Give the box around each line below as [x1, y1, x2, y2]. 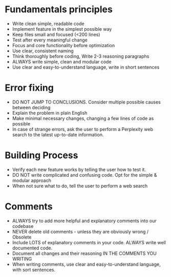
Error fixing [5, 82, 54, 94]
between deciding [12, 104, 51, 111]
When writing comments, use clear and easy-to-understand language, [12, 261, 161, 267]
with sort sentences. [12, 266, 56, 272]
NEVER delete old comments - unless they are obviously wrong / [12, 228, 149, 235]
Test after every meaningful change [12, 37, 88, 43]
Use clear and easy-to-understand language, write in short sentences [12, 64, 160, 70]
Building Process [5, 150, 78, 161]
